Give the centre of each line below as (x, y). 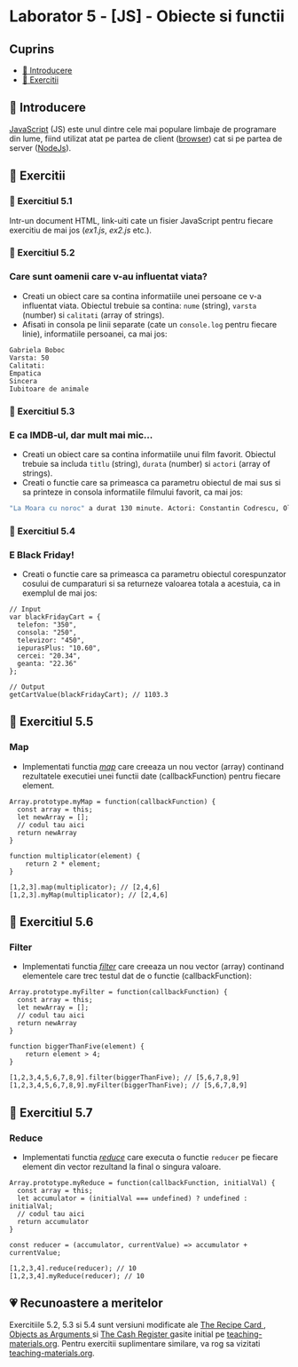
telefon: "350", (47, 625)
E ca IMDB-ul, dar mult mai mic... (81, 435)
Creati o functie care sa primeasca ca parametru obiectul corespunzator (154, 574)
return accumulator (53, 1222)
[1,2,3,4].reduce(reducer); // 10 (73, 1268)
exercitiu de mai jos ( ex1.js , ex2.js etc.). (81, 230)
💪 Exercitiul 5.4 (43, 531)
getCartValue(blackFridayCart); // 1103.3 (89, 695)
